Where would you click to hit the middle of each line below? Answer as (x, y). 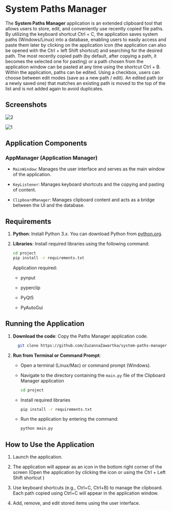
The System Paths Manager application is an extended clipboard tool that (84, 23)
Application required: (35, 268)
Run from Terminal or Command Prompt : (57, 355)
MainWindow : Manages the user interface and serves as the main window (89, 169)
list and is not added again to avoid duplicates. (54, 88)
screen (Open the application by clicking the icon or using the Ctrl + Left (89, 472)
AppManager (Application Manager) (51, 158)
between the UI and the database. (49, 205)
